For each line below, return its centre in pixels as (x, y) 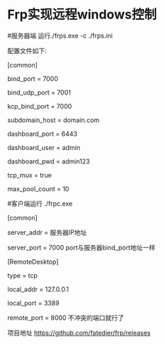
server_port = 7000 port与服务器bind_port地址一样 (81, 247)
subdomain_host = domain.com (54, 120)
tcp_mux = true (29, 175)
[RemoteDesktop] (33, 262)
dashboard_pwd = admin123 (49, 161)
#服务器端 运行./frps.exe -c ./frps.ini (60, 36)
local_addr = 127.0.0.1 (38, 289)
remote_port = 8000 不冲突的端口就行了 (66, 318)
